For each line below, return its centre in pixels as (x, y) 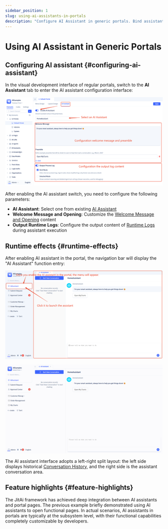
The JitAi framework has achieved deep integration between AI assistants (81, 499)
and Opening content (34, 220)
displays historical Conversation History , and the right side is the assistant (81, 466)
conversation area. (24, 472)
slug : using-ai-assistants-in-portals (45, 16)
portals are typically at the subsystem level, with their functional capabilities (83, 515)
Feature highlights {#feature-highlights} (69, 488)
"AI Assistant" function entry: (35, 264)
